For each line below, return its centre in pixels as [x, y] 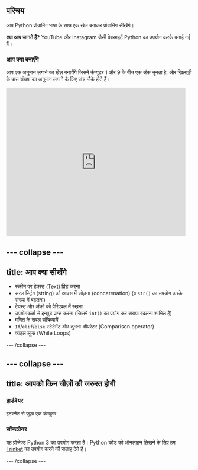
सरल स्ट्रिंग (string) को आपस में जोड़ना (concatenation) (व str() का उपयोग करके [98, 293]
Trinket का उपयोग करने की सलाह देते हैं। [46, 449]
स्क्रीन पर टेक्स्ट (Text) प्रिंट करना [47, 287]
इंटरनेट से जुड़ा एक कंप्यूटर [31, 414]
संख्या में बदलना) [30, 300]
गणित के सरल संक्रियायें [36, 320]
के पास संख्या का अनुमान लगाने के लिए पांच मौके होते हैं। [58, 79]
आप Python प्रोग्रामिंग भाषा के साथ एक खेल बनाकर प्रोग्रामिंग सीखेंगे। [70, 25]
